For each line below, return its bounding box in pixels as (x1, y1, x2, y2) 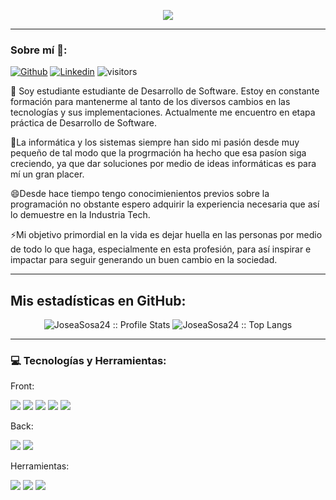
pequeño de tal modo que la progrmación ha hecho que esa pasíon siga (10, 147, 307, 159)
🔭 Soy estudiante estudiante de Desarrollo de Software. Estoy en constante (10, 85, 320, 97)
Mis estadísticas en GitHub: (10, 292, 187, 309)
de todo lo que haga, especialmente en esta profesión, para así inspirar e (10, 243, 312, 255)
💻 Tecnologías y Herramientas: (10, 354, 167, 368)
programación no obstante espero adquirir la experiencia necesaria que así (10, 198, 320, 210)
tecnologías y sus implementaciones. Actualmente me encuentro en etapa (10, 106, 316, 119)
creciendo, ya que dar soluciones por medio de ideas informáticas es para (10, 158, 317, 170)
